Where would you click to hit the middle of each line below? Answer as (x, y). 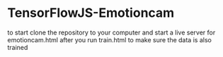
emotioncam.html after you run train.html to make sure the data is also (110, 39)
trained (18, 47)
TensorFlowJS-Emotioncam (91, 13)
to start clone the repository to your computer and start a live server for (111, 32)
